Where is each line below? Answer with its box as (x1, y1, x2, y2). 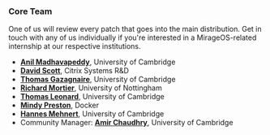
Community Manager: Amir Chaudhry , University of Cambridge (19, 118, 234, 128)
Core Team (8, 6, 53, 17)
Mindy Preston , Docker (19, 100, 100, 111)
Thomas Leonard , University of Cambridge (19, 92, 165, 102)
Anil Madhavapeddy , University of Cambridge (19, 57, 176, 67)
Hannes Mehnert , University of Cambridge (19, 109, 165, 119)
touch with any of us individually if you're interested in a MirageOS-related (8, 33, 257, 42)
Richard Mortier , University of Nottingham (19, 83, 162, 93)
